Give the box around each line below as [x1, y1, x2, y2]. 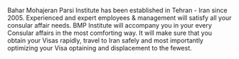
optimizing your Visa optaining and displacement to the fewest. [7, 44, 192, 52]
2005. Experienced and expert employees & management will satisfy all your [7, 14, 232, 22]
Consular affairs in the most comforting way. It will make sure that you [7, 28, 212, 37]
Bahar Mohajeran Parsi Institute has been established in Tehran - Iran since [7, 6, 228, 14]
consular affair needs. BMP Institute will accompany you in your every [7, 21, 212, 29]
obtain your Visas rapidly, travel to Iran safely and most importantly [7, 36, 204, 45]
